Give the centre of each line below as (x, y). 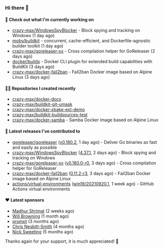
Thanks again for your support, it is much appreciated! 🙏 (62, 241)
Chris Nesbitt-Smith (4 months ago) (48, 226)
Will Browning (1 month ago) (41, 216)
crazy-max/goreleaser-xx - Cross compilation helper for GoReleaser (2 (83, 51)
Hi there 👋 (17, 8)
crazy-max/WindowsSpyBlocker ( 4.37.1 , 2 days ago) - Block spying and (84, 152)
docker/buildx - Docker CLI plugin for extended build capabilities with (82, 62)
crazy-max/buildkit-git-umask (42, 104)
